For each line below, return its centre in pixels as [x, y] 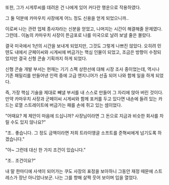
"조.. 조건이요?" [21, 161]
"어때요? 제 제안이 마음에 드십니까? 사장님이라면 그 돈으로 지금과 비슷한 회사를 [82, 116]
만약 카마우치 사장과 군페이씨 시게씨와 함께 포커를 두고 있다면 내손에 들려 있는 [81, 99]
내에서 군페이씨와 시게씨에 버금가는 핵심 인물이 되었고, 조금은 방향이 [81, 52]
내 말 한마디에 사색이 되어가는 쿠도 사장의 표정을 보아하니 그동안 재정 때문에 [79, 171]
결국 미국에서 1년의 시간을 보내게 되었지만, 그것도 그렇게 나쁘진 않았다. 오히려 [81, 46]
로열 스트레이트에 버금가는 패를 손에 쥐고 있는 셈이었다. [68, 105]
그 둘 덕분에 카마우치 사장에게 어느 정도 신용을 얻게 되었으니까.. [67, 18]
